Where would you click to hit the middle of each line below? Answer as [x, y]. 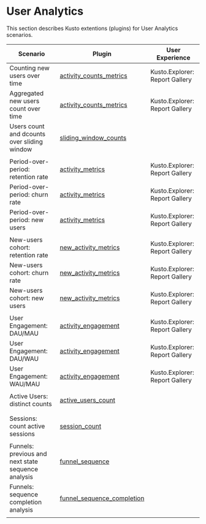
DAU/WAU [24, 358]
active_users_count [87, 400]
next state [24, 461]
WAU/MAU [25, 383]
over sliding [26, 141]
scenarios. [20, 34]
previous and [28, 453]
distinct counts [31, 404]
